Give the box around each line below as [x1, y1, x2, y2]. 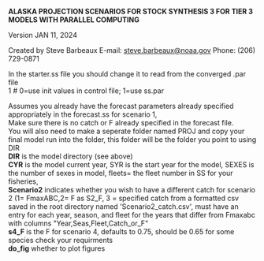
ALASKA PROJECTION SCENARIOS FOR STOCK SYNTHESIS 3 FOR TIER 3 [8, 7, 254, 16]
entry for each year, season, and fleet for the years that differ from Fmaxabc [8, 211, 256, 219]
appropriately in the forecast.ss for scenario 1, [8, 110, 158, 119]
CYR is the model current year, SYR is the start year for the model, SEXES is [8, 160, 255, 169]
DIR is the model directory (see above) [8, 151, 133, 161]
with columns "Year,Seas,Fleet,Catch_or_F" [8, 218, 149, 228]
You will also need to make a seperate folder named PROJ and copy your [8, 126, 245, 136]
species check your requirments [8, 236, 113, 244]
